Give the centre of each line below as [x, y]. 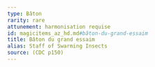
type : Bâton [24, 14]
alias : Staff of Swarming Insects [58, 46]
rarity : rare [26, 20]
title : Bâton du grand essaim [51, 40]
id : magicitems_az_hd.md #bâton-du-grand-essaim [78, 33]
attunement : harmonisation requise [59, 27]
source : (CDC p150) [36, 53]
